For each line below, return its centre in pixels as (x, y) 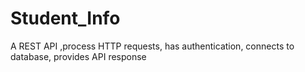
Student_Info (65, 18)
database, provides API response (78, 56)
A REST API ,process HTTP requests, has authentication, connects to (152, 46)
